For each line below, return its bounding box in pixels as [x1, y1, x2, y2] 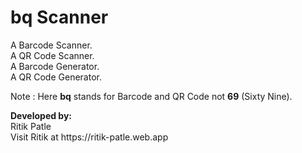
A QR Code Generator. [10, 71, 102, 83]
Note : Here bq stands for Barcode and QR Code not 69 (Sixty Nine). [10, 90, 293, 102]
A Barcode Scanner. [10, 39, 93, 51]
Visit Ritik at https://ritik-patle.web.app [10, 131, 169, 143]
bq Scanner [10, 6, 109, 29]
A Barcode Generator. [10, 60, 100, 72]
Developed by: [10, 109, 73, 121]
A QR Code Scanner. [10, 49, 95, 61]
